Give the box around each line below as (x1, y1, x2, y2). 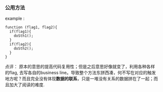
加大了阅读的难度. (9, 82, 45, 88)
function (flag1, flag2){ (5, 25, 57, 30)
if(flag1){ (9, 29, 32, 34)
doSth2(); (14, 46, 34, 51)
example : (5, 15, 25, 21)
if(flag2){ (9, 42, 32, 47)
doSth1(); (14, 33, 34, 38)
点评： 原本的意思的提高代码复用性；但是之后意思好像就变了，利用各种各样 (5, 64, 155, 70)
